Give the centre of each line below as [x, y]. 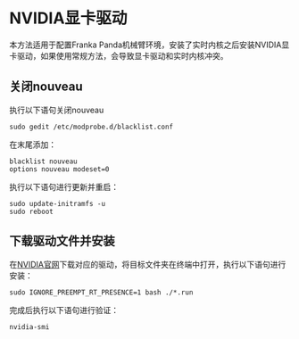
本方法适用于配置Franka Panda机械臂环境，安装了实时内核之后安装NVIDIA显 [149, 45]
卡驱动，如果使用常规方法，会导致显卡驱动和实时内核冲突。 [119, 55]
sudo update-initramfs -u [57, 203]
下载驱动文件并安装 [62, 241]
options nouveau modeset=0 [59, 169]
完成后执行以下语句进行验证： [64, 310]
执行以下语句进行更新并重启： [64, 186]
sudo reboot [31, 211]
